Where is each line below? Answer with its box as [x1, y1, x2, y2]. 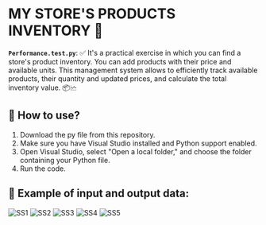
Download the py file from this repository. [19, 130, 156, 139]
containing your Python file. [19, 155, 110, 165]
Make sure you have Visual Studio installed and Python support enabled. [19, 138, 257, 148]
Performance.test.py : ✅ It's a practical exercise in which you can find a [8, 48, 241, 57]
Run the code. [19, 164, 66, 173]
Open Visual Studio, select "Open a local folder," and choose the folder [19, 146, 252, 156]
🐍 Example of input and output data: [8, 187, 189, 200]
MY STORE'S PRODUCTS [8, 5, 176, 23]
